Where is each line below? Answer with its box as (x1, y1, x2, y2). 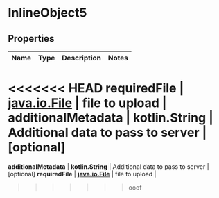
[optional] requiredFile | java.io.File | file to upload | (8, 170, 157, 178)
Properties (8, 33, 55, 44)
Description (62, 53, 101, 63)
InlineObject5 (8, 5, 87, 21)
